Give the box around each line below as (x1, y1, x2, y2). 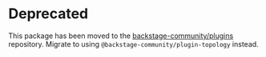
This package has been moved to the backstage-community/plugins (8, 31, 234, 40)
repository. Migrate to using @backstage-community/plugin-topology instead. (8, 39, 259, 48)
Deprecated (8, 5, 89, 23)
